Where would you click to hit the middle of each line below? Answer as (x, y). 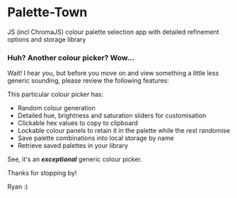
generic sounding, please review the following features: (88, 81)
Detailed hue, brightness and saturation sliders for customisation (112, 116)
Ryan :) (18, 187)
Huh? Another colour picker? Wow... (71, 57)
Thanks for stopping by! (42, 173)
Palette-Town (47, 12)
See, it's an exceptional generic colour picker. (75, 159)
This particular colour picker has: (56, 94)
